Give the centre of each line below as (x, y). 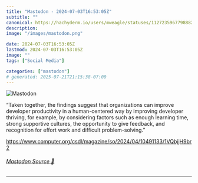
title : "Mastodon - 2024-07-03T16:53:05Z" (59, 12)
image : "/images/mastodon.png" (44, 34)
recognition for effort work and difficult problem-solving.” (76, 130)
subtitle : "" (22, 17)
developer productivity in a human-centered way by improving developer (95, 111)
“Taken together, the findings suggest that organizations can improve (90, 105)
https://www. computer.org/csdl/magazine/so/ (62, 142)
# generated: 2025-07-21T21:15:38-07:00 (57, 77)
